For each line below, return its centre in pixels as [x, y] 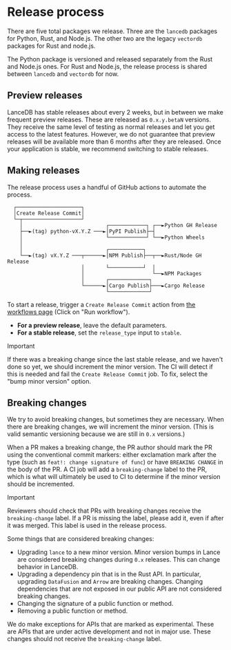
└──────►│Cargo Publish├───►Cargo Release [143, 286]
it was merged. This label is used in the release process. [87, 526]
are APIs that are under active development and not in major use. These [109, 631]
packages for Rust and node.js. [51, 46]
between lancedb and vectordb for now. [63, 74]
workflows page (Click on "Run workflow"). [69, 312]
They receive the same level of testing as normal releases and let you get [111, 127]
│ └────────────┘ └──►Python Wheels [112, 237]
